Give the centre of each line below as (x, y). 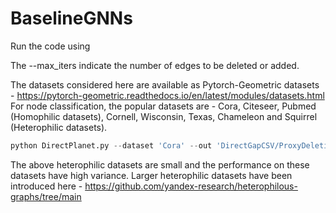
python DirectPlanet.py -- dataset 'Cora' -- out (111, 145)
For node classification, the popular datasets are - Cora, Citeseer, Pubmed (163, 106)
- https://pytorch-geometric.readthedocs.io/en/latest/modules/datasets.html (167, 95)
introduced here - (46, 186)
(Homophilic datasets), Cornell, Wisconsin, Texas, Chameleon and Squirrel (164, 116)
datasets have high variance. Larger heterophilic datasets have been (151, 175)
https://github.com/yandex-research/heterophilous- (191, 186)
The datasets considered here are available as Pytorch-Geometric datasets (165, 84)
